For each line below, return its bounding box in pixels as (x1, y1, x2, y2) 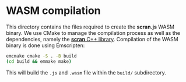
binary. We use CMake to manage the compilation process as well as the (6, 29, 181, 36)
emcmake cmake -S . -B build (6, 53, 77, 59)
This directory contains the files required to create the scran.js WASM (6, 23, 175, 30)
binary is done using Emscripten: (6, 42, 85, 49)
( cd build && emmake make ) (6, 58, 72, 65)
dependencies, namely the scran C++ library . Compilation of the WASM (6, 35, 179, 42)
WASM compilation (6, 4, 101, 17)
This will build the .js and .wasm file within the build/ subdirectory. (6, 69, 166, 76)
